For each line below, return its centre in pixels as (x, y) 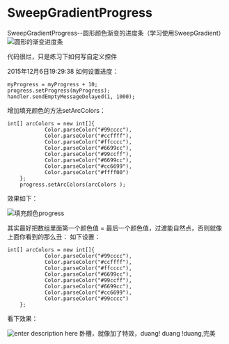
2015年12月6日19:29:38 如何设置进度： (63, 71)
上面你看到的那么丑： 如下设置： (54, 236)
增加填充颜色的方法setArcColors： (56, 110)
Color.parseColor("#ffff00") (87, 172)
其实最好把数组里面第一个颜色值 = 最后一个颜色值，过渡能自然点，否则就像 (115, 228)
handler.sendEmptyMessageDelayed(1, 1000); (71, 96)
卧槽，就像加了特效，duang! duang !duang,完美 (147, 333)
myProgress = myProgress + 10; (53, 84)
